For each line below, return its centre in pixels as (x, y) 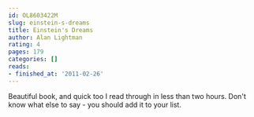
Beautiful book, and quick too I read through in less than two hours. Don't (127, 96)
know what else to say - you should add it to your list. (95, 104)
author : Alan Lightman (45, 37)
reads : (19, 67)
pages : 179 (26, 52)
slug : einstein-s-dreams (49, 23)
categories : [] (33, 60)
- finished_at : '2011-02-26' (56, 74)
